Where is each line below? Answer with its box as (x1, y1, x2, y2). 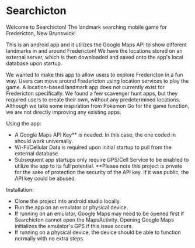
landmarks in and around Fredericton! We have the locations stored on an (6, 47, 183, 54)
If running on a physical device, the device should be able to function (14, 229, 181, 236)
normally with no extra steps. (14, 235, 85, 242)
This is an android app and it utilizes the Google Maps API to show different (6, 41, 187, 48)
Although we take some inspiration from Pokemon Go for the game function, (6, 102, 190, 109)
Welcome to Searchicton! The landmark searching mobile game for (6, 23, 168, 30)
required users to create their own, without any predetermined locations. (6, 96, 181, 103)
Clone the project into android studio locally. (14, 198, 121, 205)
